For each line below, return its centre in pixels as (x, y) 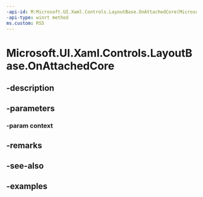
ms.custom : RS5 (25, 23)
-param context (30, 126)
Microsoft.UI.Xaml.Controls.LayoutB (99, 53)
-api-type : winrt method (37, 18)
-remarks (24, 145)
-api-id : (17, 12)
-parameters (31, 108)
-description (30, 88)
